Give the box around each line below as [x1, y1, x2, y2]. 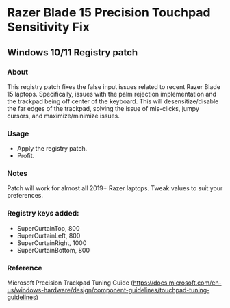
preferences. [7, 192, 43, 200]
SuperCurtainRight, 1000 [16, 238, 87, 247]
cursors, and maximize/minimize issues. [7, 112, 120, 120]
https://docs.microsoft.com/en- [133, 279, 222, 287]
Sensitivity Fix [7, 19, 90, 35]
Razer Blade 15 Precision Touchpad [7, 5, 211, 21]
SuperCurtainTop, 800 [16, 224, 80, 232]
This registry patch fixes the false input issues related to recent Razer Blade [7, 82, 221, 90]
